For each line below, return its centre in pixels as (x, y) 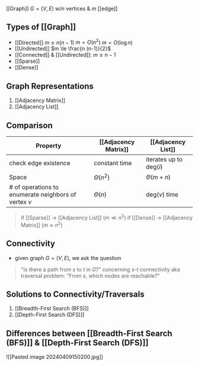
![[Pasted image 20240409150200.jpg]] (55, 357)
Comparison (30, 125)
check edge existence (40, 163)
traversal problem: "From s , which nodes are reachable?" (90, 275)
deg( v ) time (162, 195)
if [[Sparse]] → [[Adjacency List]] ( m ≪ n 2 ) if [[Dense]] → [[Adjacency (107, 217)
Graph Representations (50, 86)
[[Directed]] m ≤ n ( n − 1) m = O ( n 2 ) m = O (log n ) (74, 42)
